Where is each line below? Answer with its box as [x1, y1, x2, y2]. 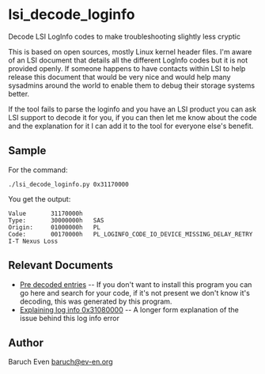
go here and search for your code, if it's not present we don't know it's [19, 288, 251, 297]
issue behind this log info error [19, 313, 120, 323]
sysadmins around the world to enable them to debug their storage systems [8, 81, 256, 90]
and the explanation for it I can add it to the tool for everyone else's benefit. [8, 121, 254, 130]
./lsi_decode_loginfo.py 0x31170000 [8, 180, 129, 188]
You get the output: [8, 194, 71, 203]
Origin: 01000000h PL [8, 223, 101, 231]
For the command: [8, 164, 68, 175]
